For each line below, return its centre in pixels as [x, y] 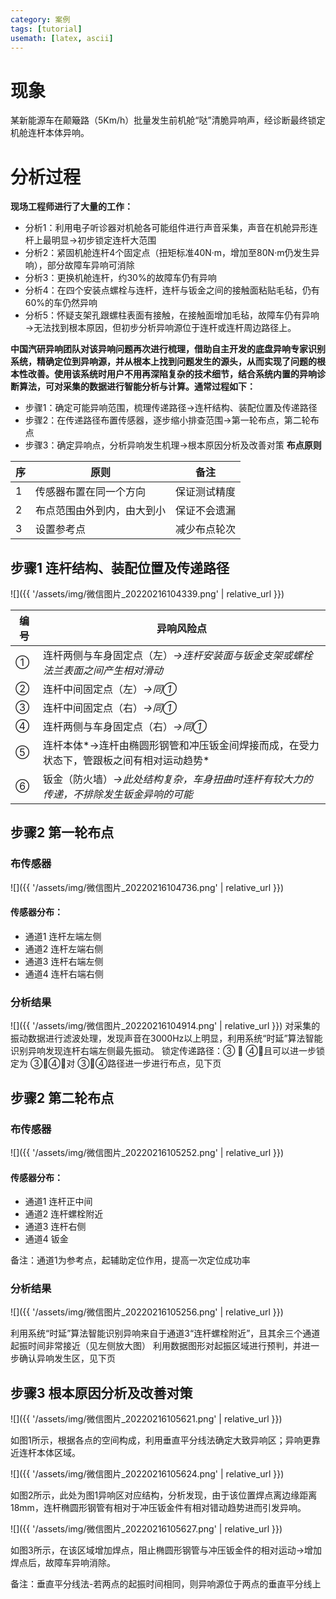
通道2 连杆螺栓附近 [64, 1214]
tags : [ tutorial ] [46, 29]
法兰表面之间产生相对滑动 [103, 671]
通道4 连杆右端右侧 [64, 973]
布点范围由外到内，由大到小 [101, 511]
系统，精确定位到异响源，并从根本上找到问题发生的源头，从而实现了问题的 [163, 362]
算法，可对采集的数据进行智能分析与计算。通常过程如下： [137, 387]
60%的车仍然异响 [61, 303]
